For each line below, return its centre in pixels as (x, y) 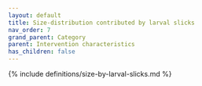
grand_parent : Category (47, 37)
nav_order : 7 (29, 30)
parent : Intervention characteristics (72, 45)
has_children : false (42, 52)
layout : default (35, 15)
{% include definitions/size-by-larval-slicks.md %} (90, 74)
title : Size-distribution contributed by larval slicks (101, 23)
